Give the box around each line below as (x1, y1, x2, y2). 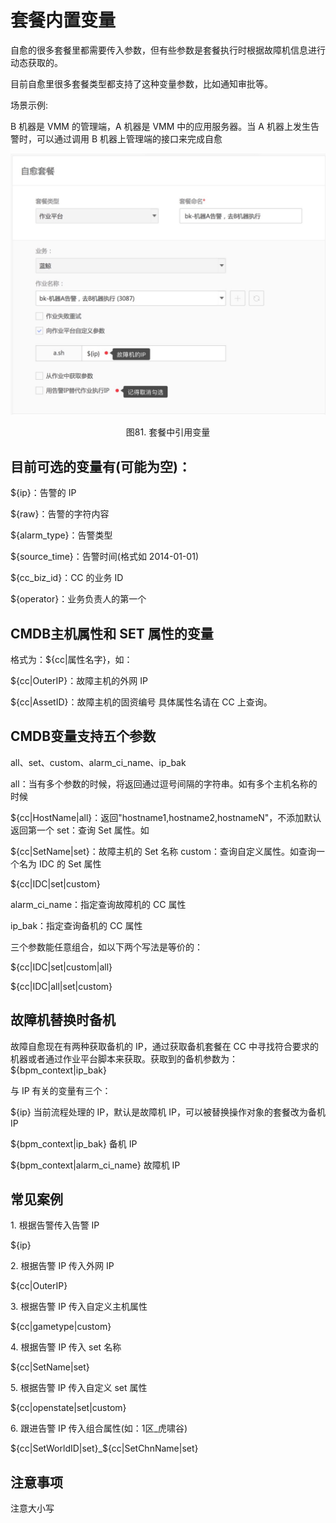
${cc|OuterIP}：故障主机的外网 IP (10, 674, 148, 686)
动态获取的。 (10, 56, 63, 68)
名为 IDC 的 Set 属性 (18, 857, 102, 870)
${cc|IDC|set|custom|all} (10, 961, 113, 973)
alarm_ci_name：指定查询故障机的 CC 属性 (10, 898, 187, 910)
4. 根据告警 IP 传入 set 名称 (10, 1341, 122, 1353)
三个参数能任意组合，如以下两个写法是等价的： (10, 941, 203, 953)
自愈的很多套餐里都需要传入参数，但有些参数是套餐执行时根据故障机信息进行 (10, 44, 326, 56)
